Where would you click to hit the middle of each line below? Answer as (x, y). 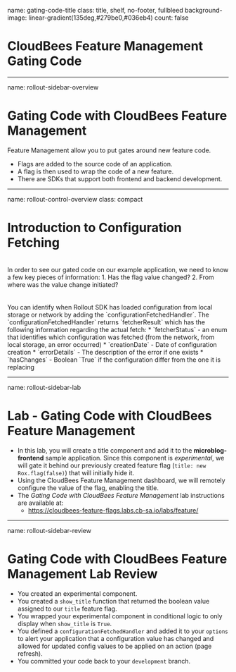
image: (17, 18)
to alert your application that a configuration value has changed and (116, 638)
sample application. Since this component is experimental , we (135, 458)
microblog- (210, 450)
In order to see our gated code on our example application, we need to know (118, 269)
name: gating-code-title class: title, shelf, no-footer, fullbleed (96, 10)
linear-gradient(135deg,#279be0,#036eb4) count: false (109, 18)
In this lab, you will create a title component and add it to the (105, 450)
